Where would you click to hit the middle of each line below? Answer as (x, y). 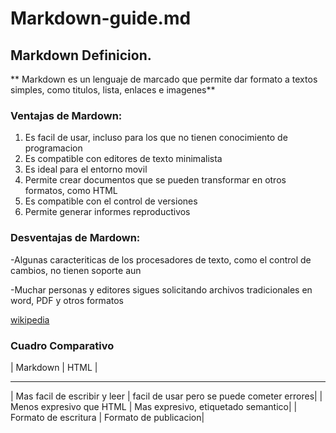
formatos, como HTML (71, 191)
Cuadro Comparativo (62, 345)
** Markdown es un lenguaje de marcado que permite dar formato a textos (164, 79)
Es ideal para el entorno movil (86, 169)
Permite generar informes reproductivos (107, 212)
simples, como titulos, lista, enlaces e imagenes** (113, 90)
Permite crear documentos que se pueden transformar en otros (155, 180)
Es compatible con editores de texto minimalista (123, 159)
